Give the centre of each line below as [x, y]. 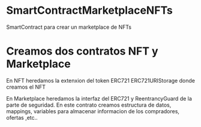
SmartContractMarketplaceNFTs [89, 10]
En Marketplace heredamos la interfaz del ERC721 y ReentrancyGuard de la [99, 98]
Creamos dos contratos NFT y [82, 51]
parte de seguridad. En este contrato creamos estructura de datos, [89, 105]
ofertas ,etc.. [22, 117]
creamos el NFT [26, 87]
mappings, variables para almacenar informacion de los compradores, [93, 111]
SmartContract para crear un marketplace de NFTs [69, 27]
